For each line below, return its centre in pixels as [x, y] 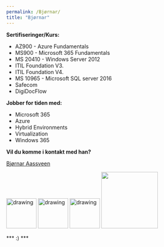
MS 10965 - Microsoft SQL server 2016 [63, 78]
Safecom [26, 84]
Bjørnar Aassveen [28, 163]
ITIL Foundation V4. [39, 72]
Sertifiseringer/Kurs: [33, 34]
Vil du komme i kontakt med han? [49, 152]
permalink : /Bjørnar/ [33, 12]
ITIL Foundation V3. [39, 65]
